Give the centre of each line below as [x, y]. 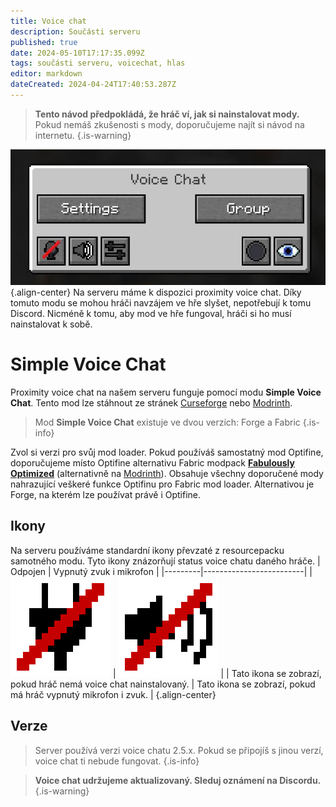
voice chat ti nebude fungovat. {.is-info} [117, 761]
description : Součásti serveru [75, 31]
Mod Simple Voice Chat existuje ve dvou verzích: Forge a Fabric [167, 422]
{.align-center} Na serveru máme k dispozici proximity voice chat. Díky [156, 292]
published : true [44, 42]
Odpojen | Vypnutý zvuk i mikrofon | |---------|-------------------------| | [161, 571]
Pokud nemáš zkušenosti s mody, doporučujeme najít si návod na [169, 124]
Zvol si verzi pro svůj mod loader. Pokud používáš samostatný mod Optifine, [167, 452]
